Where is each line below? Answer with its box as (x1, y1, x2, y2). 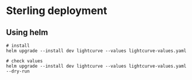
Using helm (6, 27, 48, 37)
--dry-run (6, 68, 30, 74)
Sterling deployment (6, 4, 107, 18)
